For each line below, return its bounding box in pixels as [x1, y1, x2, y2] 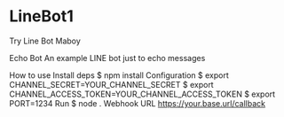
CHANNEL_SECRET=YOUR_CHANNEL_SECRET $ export [9, 79, 215, 90]
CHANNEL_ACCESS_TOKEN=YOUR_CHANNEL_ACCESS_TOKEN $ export [9, 89, 276, 99]
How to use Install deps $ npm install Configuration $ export [9, 69, 229, 81]
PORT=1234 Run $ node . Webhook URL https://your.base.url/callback [9, 97, 266, 108]
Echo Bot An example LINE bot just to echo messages [9, 52, 206, 63]
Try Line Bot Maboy [9, 35, 82, 46]
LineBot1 [9, 6, 74, 27]
